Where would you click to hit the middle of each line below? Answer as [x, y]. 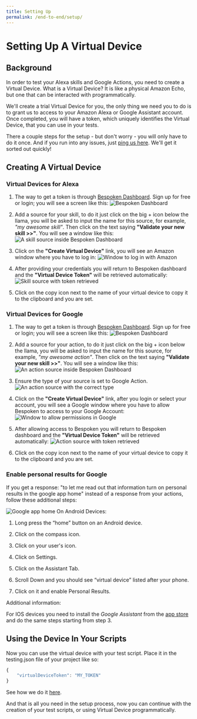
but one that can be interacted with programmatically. [71, 94]
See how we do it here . [34, 692]
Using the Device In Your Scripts [66, 639]
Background [29, 68]
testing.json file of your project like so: [52, 659]
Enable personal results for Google [57, 474]
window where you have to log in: [55, 258]
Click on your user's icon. [46, 545]
